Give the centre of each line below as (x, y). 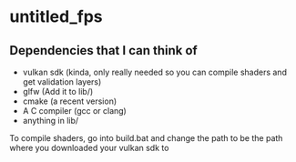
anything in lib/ (51, 121)
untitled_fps (56, 17)
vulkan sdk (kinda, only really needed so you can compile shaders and (154, 72)
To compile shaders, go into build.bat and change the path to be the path (146, 138)
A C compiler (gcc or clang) (75, 111)
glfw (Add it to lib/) (58, 91)
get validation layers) (62, 82)
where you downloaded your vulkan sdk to (89, 148)
